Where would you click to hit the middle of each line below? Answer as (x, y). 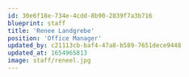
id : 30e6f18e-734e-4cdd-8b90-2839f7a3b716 (80, 16)
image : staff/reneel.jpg (49, 61)
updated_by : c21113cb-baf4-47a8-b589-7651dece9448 (94, 46)
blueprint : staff (37, 23)
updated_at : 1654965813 (48, 53)
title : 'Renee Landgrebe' (51, 30)
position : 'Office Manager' (55, 38)
